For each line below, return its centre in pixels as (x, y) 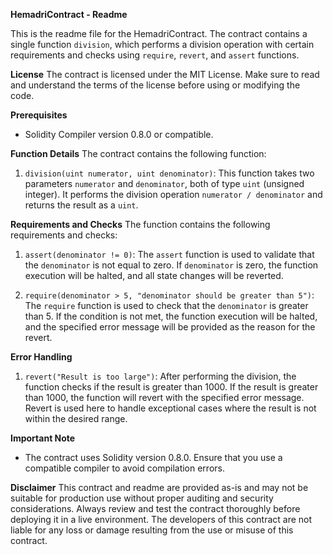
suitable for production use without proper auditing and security (142, 498)
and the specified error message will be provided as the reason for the (170, 327)
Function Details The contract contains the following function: (138, 153)
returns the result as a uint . (81, 205)
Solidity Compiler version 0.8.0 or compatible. (119, 134)
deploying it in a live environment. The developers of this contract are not (161, 519)
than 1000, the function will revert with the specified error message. (164, 397)
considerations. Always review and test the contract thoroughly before (155, 508)
